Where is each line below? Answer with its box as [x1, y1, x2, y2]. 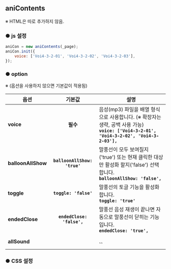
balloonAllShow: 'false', [99, 175, 162, 181]
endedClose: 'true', [99, 228, 149, 233]
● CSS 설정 [5, 257, 33, 264]
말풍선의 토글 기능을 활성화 [99, 183, 159, 191]
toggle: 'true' [99, 198, 136, 203]
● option [5, 70, 28, 77]
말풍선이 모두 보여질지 [99, 146, 149, 153]
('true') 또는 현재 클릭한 [99, 153, 153, 160]
